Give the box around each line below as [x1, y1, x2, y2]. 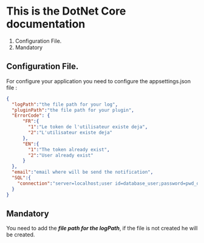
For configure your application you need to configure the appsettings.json [6, 77, 191, 84]
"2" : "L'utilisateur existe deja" [28, 129, 113, 135]
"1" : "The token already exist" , [28, 146, 110, 152]
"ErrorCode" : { [12, 112, 50, 119]
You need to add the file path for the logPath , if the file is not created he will [6, 225, 198, 232]
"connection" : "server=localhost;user [17, 180, 113, 187]
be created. [6, 231, 35, 238]
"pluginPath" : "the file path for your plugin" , [12, 107, 135, 113]
